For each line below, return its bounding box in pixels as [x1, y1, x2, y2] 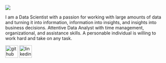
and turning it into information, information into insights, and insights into [5, 19, 157, 25]
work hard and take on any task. [5, 35, 72, 41]
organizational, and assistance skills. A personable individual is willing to [5, 30, 156, 36]
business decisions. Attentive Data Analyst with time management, [5, 25, 144, 30]
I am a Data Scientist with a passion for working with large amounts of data [5, 14, 161, 20]
